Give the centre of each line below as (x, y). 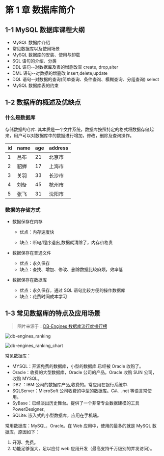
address (59, 148)
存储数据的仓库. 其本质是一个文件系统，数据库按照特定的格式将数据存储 (77, 129)
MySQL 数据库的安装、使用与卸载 (46, 55)
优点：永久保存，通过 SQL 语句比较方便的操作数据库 (72, 290)
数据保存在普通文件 (32, 253)
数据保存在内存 (27, 221)
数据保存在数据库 (29, 280)
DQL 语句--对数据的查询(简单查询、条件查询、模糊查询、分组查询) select (86, 79)
